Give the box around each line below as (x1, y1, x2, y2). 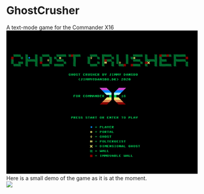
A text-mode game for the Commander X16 (6, 24, 114, 31)
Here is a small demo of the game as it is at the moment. (6, 174, 148, 182)
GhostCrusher (6, 4, 80, 18)
